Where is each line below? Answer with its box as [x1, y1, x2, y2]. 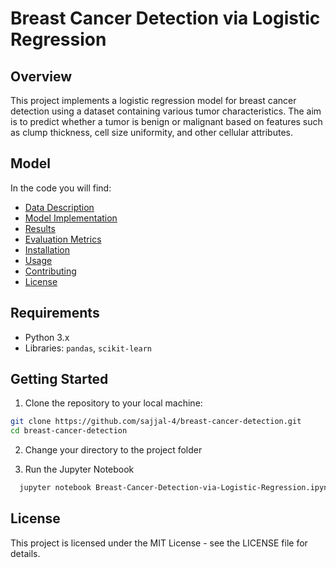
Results [24, 222, 56, 234]
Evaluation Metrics [24, 233, 102, 245]
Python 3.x [24, 331, 70, 343]
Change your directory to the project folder [24, 444, 203, 456]
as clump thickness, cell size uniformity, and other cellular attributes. [10, 127, 293, 138]
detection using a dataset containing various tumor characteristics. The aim [10, 105, 322, 117]
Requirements [10, 305, 100, 322]
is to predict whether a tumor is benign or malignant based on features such [10, 116, 323, 127]
